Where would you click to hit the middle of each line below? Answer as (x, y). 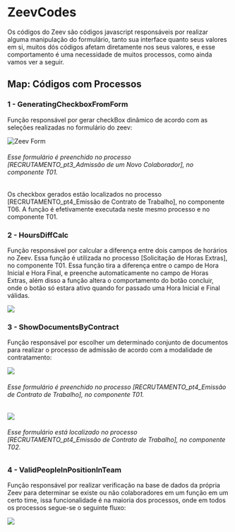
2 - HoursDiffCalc (38, 235)
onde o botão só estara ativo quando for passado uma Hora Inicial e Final (114, 288)
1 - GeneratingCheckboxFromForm (68, 105)
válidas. (19, 296)
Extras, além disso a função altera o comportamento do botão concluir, (110, 281)
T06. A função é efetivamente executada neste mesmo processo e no (109, 209)
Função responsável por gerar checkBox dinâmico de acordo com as (108, 120)
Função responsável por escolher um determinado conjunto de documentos (118, 342)
